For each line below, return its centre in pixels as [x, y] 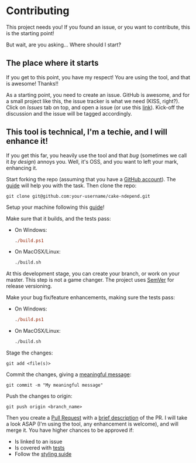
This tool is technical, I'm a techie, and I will [87, 132]
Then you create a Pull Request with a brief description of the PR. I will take [97, 418]
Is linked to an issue [38, 442]
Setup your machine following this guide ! [55, 207]
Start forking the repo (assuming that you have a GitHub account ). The [91, 179]
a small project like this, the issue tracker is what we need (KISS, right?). [93, 101]
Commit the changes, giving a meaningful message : [69, 374]
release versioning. [29, 286]
